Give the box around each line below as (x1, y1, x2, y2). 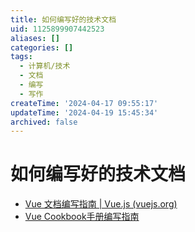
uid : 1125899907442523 (10, 24, 105, 34)
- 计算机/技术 (19, 61, 71, 71)
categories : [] (10, 42, 74, 53)
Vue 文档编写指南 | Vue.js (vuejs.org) (24, 198, 178, 210)
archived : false (10, 117, 78, 127)
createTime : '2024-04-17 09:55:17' (10, 98, 159, 108)
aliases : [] (10, 33, 60, 43)
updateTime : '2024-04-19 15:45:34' (10, 107, 159, 118)
